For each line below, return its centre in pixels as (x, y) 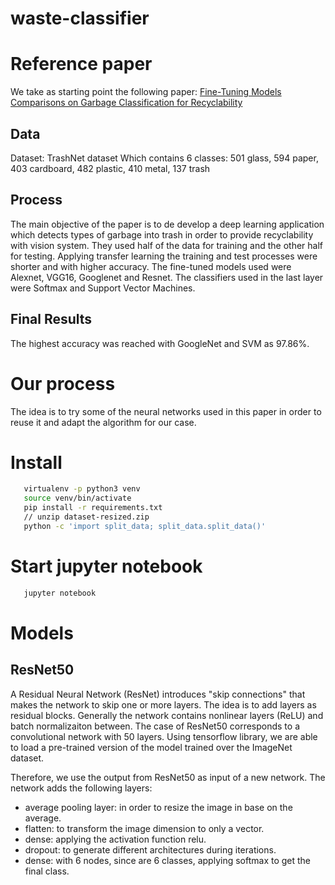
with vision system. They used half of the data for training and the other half (166, 245)
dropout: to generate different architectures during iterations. (150, 849)
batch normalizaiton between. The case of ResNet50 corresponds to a (155, 726)
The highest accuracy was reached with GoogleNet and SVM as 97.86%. (160, 343)
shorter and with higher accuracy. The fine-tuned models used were (151, 266)
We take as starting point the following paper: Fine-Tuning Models (146, 92)
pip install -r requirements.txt (93, 508)
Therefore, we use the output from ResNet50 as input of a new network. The (168, 777)
